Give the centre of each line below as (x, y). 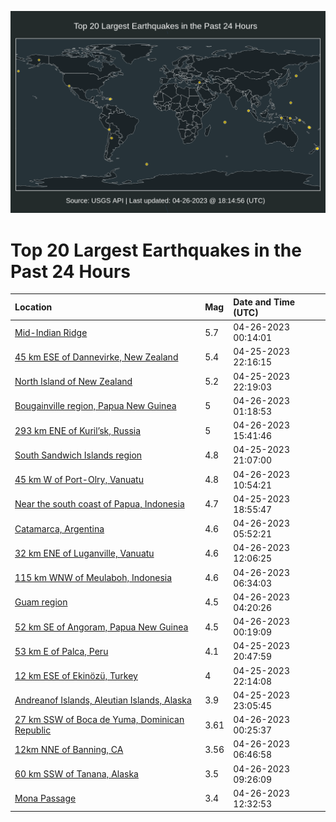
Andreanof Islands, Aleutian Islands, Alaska (103, 700)
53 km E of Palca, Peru (61, 651)
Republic (33, 730)
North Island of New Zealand (73, 382)
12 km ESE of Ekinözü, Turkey (76, 676)
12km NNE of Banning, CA (69, 749)
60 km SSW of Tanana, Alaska (76, 774)
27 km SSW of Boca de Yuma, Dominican (99, 720)
